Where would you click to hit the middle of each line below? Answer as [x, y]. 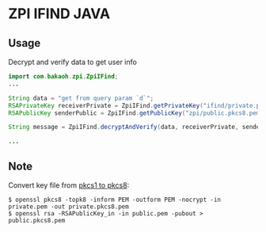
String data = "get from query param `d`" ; [81, 98]
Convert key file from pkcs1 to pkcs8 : [69, 185]
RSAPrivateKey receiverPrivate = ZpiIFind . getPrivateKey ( [106, 105]
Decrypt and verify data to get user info [72, 62]
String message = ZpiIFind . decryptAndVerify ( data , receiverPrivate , [123, 127]
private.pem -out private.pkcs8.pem [68, 207]
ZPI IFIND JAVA [59, 14]
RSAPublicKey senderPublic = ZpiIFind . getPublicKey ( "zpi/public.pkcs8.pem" [136, 113]
